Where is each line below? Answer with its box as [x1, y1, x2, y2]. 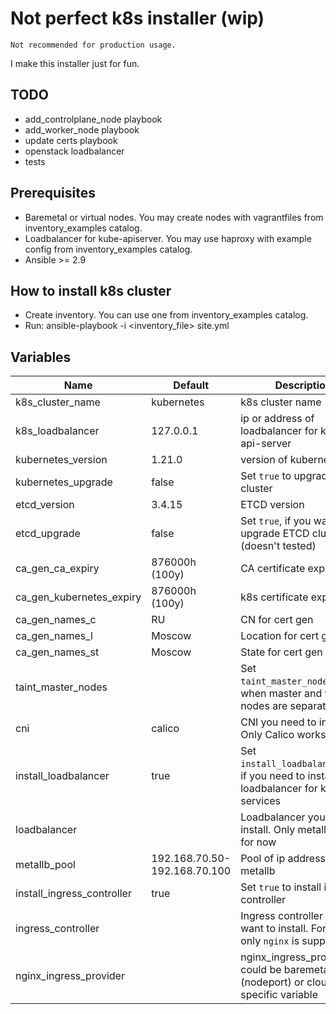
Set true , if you [240, 514, 312, 528]
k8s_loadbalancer [15, 424, 100, 438]
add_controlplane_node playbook [24, 113, 163, 125]
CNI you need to [240, 715, 317, 729]
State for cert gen [240, 645, 323, 659]
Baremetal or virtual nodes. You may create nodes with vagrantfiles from [24, 211, 324, 223]
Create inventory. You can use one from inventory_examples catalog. [24, 309, 309, 321]
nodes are [240, 699, 288, 713]
